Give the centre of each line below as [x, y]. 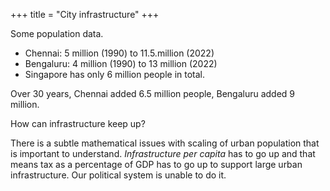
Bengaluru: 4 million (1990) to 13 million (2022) [121, 63]
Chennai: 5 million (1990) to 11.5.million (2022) [119, 53]
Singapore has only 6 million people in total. [115, 74]
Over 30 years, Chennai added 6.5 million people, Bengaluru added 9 [153, 93]
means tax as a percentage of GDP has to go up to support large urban [156, 164]
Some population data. [57, 33]
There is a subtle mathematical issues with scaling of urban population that [165, 143]
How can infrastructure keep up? [78, 123]
